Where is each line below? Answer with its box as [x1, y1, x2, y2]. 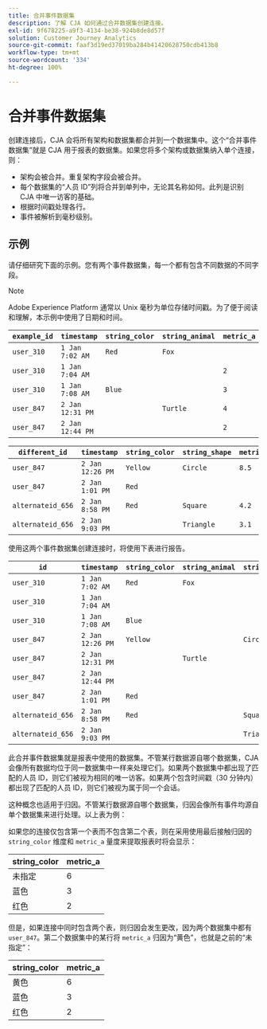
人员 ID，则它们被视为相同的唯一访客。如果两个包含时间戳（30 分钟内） [21, 773, 258, 782]
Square [182, 501, 207, 510]
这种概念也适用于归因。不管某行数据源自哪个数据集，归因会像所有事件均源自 [8, 800, 259, 809]
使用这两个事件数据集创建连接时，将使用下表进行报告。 [8, 543, 189, 553]
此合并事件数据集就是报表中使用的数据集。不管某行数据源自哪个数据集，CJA [8, 753, 259, 762]
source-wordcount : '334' [8, 57, 91, 65]
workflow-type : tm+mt [8, 49, 80, 57]
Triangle [182, 519, 216, 529]
